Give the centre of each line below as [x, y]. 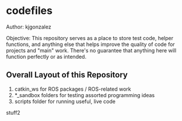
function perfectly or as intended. [46, 56]
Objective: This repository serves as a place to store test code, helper [90, 38]
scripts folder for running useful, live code [65, 101]
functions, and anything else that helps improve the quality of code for [90, 44]
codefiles [29, 11]
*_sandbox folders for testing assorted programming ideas [85, 95]
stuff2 [13, 112]
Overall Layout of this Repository [67, 75]
